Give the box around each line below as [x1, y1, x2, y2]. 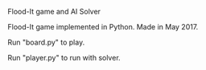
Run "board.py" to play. [7, 37, 85, 47]
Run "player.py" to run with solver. [7, 53, 122, 62]
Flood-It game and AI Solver [7, 7, 101, 16]
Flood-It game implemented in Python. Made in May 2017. [7, 22, 199, 31]
